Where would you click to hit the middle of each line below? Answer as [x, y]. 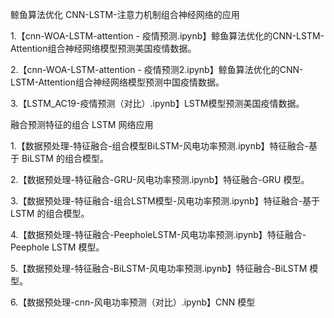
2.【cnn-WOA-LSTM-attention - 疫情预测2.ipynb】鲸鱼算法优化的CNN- [157, 69]
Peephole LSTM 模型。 [57, 247]
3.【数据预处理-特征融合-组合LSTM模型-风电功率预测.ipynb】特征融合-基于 [165, 201]
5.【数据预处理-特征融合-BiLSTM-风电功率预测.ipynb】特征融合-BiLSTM [159, 268]
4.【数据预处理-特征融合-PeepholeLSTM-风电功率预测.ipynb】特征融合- [158, 234]
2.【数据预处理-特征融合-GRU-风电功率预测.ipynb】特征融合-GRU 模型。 [160, 179]
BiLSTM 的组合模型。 [65, 158]
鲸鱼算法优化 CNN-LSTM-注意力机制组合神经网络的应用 [125, 14]
